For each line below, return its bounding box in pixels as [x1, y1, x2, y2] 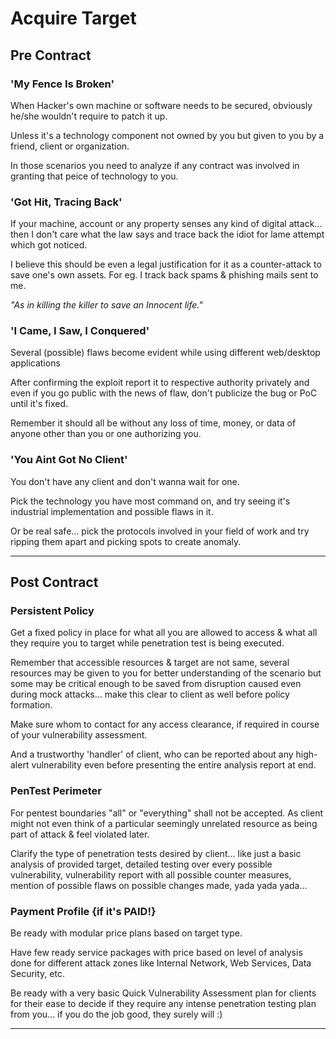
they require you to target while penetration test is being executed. [10, 637, 285, 649]
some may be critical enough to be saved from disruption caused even [10, 678, 302, 690]
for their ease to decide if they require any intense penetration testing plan [10, 998, 317, 1010]
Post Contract [10, 574, 99, 591]
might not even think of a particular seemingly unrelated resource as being [10, 817, 318, 829]
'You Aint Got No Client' [10, 453, 128, 467]
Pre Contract [10, 47, 92, 64]
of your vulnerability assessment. [10, 729, 148, 741]
